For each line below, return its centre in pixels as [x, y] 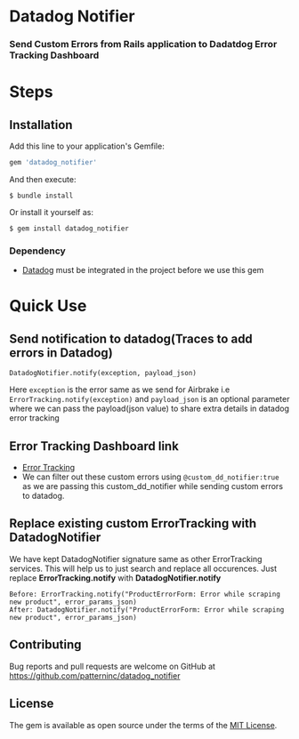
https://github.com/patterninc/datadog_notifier [95, 675]
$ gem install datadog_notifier [69, 229]
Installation [41, 125]
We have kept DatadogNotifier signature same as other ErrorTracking [136, 558]
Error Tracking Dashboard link [94, 446]
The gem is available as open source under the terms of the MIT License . [143, 725]
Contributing [45, 645]
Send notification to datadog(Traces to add [131, 338]
